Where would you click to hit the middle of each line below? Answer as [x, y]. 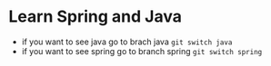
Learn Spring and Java [95, 17]
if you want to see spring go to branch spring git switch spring [142, 51]
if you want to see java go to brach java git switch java [127, 42]
